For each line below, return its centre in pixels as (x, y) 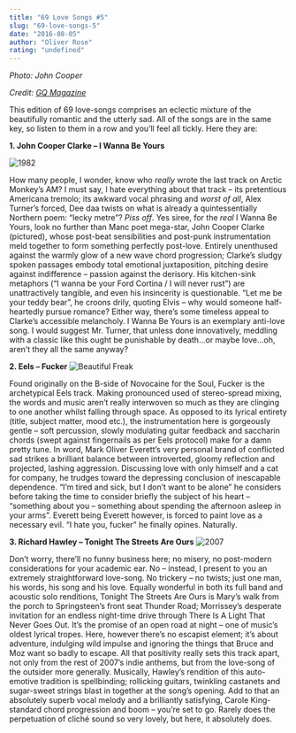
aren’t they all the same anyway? (69, 350)
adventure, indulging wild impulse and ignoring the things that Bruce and (141, 644)
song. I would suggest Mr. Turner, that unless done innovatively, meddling (144, 331)
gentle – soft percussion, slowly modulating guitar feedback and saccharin (144, 431)
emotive (24, 682)
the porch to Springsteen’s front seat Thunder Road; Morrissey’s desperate (145, 606)
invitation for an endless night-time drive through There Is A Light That (137, 615)
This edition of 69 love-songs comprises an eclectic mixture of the (130, 110)
